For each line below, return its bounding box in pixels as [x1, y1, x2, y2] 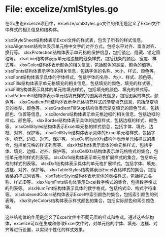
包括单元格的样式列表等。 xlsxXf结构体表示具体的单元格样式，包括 [13, 142, 149, 148]
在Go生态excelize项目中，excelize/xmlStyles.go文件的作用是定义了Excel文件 [5, 20, 161, 26]
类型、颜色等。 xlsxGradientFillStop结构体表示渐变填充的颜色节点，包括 [13, 105, 159, 111]
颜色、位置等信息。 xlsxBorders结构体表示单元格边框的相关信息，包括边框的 [5, 111, 160, 117]
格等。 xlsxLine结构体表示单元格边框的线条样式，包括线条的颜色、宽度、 [5, 55, 153, 61]
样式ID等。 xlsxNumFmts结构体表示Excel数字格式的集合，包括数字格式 [13, 179, 157, 185]
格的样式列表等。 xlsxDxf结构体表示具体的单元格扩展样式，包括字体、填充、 [5, 160, 160, 166]
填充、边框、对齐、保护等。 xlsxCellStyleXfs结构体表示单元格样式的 [13, 136, 151, 142]
